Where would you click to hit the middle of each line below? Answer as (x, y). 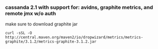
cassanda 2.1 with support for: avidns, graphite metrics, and (79, 7)
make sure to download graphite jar (41, 24)
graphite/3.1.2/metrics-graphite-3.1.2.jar (51, 42)
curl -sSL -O (19, 33)
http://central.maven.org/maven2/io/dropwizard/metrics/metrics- (74, 37)
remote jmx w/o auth (31, 13)
